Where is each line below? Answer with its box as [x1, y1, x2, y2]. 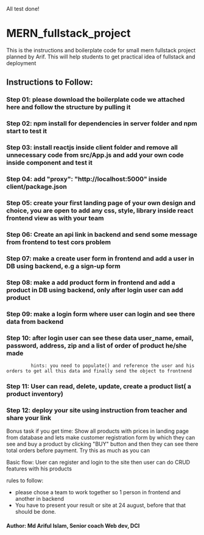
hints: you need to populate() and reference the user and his [30, 362, 195, 369]
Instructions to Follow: [6, 77, 93, 88]
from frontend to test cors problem [6, 237, 111, 246]
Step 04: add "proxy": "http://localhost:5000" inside [6, 175, 167, 183]
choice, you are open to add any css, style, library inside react [6, 206, 194, 215]
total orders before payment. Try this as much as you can [6, 447, 150, 454]
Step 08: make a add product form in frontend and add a [6, 278, 175, 287]
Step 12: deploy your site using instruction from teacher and [6, 406, 188, 414]
